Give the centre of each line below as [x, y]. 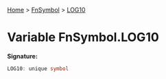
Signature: [22, 56]
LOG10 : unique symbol [38, 68]
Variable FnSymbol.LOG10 [83, 37]
